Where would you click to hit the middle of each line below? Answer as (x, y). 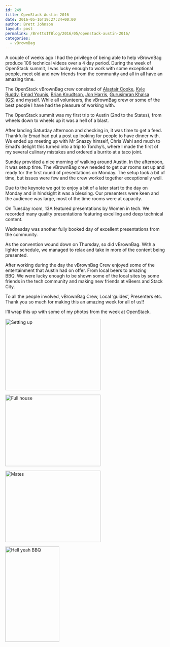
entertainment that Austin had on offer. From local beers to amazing (76, 270)
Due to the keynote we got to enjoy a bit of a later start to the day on (77, 188)
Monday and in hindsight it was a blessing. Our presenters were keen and (82, 193)
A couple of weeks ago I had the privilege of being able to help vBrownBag (83, 57)
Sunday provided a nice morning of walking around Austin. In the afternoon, (84, 162)
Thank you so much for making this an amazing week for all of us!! (75, 302)
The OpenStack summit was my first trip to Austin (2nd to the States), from (83, 115)
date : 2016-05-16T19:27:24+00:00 (41, 19)
